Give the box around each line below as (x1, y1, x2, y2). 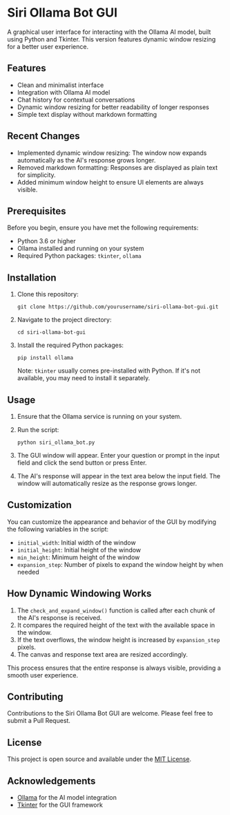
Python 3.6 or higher (17, 237, 76, 245)
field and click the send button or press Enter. (17, 458, 147, 467)
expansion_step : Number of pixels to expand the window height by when (17, 560, 224, 568)
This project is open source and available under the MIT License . (7, 755, 192, 763)
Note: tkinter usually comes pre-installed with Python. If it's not (17, 366, 200, 375)
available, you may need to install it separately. (17, 374, 151, 382)
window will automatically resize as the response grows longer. (17, 479, 198, 487)
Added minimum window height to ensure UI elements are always (17, 178, 204, 186)
